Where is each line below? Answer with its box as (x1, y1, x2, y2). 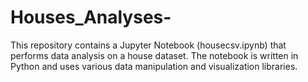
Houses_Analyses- (10, 6, 172, 29)
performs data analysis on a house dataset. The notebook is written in (10, 49, 299, 61)
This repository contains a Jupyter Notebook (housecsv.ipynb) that (10, 39, 287, 51)
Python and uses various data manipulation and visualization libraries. (10, 60, 298, 72)
